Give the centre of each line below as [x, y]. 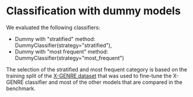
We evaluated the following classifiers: [53, 27]
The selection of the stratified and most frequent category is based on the [97, 69]
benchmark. [21, 88]
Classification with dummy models [94, 11]
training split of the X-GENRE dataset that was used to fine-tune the [89, 76]
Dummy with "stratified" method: [55, 39]
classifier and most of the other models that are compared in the [104, 82]
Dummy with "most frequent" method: [61, 51]
